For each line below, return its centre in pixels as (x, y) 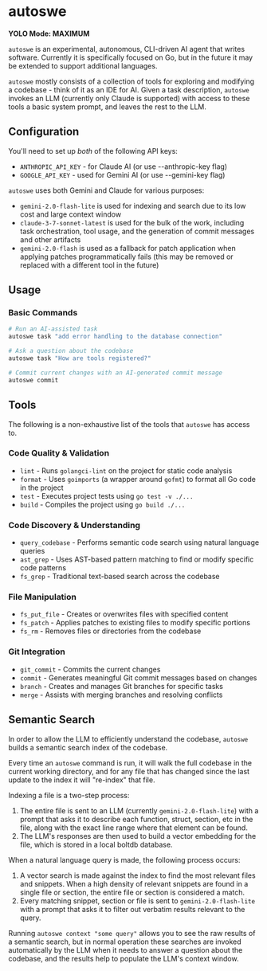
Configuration (44, 132)
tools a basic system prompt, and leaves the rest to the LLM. (108, 107)
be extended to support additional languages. (83, 65)
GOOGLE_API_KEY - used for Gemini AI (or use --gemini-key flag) (122, 174)
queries (32, 551)
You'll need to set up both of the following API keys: (93, 151)
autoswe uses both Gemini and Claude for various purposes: (106, 190)
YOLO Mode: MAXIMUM (49, 33)
